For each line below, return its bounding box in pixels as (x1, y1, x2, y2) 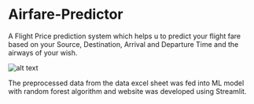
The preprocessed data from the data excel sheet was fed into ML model (8, 78, 245, 88)
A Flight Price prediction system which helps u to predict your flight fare (8, 31, 241, 41)
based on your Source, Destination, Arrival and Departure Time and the (8, 39, 239, 48)
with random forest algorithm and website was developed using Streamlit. (8, 86, 247, 95)
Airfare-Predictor (8, 5, 123, 23)
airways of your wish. (8, 48, 78, 57)
